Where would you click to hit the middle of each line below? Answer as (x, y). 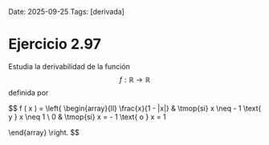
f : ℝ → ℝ (135, 79)
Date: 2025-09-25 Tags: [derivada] (66, 12)
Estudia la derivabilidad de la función (69, 66)
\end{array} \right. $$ (44, 132)
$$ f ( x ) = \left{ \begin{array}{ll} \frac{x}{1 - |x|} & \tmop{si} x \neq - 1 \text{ (135, 108)
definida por (29, 93)
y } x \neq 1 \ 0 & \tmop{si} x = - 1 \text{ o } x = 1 (87, 117)
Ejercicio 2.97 (55, 44)
